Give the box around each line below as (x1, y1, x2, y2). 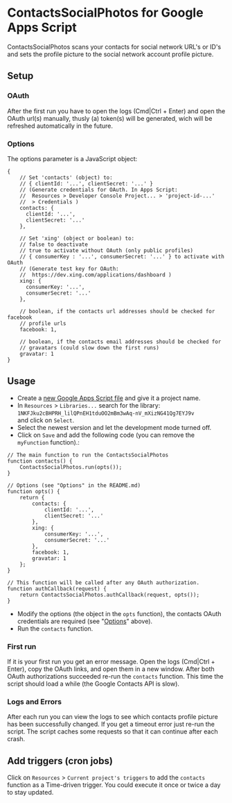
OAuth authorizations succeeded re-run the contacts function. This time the (7, 672, 224, 681)
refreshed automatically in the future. (7, 122, 113, 130)
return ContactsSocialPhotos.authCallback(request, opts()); (19, 591, 199, 598)
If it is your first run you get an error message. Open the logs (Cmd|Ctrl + (7, 658, 216, 666)
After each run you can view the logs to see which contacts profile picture (7, 713, 218, 721)
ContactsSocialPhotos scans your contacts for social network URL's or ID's (7, 42, 222, 51)
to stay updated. (7, 788, 54, 797)
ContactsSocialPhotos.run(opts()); (19, 463, 123, 470)
